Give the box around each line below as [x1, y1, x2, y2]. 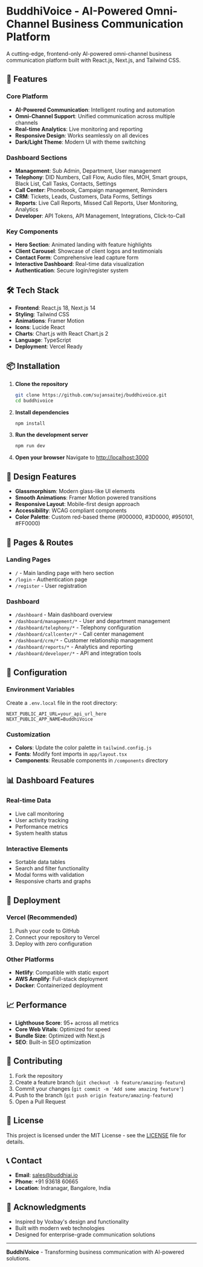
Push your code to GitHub [14, 927, 80, 934]
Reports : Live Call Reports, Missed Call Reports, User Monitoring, [14, 199, 178, 207]
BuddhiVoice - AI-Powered [6, 4, 143, 18]
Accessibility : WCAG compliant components [14, 507, 127, 514]
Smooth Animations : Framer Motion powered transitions [14, 494, 156, 501]
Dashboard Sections [6, 153, 68, 162]
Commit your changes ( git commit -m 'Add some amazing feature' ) [14, 1085, 184, 1092]
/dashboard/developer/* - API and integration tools [14, 650, 142, 657]
